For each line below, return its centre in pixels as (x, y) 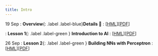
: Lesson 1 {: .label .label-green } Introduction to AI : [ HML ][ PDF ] (71, 33)
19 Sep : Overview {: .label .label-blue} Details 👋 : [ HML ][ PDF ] (68, 24)
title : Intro (19, 10)
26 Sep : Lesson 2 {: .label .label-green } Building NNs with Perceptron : (79, 43)
